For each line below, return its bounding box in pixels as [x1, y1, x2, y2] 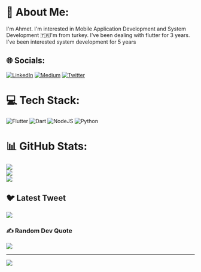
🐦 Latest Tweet [6, 193, 66, 203]
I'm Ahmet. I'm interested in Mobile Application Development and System [6, 25, 187, 32]
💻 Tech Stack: [6, 93, 80, 107]
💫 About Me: [6, 5, 69, 19]
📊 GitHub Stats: [6, 139, 88, 153]
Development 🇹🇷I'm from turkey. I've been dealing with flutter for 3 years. [6, 31, 190, 38]
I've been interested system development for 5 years [6, 38, 136, 45]
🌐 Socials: [6, 56, 45, 66]
